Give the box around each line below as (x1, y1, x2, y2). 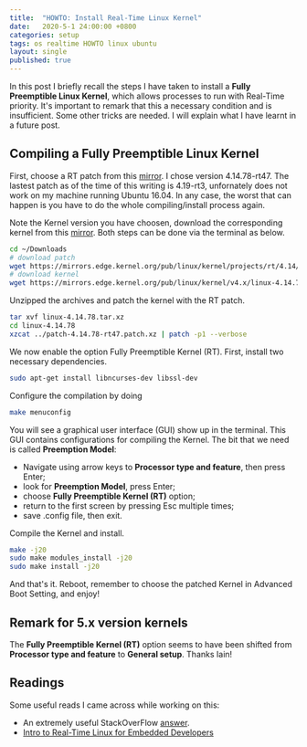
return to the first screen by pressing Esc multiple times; (22, 500, 235, 511)
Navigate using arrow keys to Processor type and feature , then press (22, 461, 286, 472)
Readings (9, 675, 65, 690)
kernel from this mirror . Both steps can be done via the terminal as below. (9, 226, 285, 237)
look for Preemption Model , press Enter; (22, 480, 176, 491)
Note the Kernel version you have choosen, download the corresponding (9, 216, 283, 228)
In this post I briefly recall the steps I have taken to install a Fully (9, 81, 251, 91)
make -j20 (9, 545, 48, 554)
